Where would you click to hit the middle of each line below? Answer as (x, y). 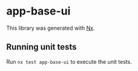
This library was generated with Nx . (51, 28)
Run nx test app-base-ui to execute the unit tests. (69, 61)
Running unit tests (41, 47)
